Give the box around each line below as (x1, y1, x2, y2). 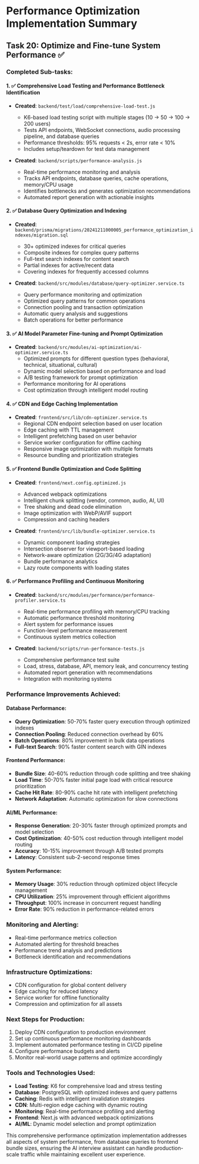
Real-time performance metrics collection (14, 934, 117, 941)
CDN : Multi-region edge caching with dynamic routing (14, 1101, 147, 1108)
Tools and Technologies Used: (6, 1069, 96, 1077)
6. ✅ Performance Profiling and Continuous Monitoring (6, 578, 144, 585)
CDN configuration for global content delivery (14, 981, 127, 989)
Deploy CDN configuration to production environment (14, 1028, 146, 1036)
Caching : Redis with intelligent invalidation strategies (14, 1095, 145, 1102)
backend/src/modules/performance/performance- (38, 592, 156, 598)
